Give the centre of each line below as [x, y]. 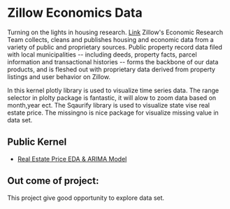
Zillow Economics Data [75, 13]
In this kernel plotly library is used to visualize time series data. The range [113, 90]
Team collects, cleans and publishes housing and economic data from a [111, 39]
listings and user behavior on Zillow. [59, 77]
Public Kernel [37, 142]
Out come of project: [53, 181]
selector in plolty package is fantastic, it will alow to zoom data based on [112, 98]
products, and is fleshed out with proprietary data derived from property [111, 69]
